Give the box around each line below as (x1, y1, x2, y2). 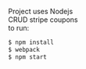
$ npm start (8, 53, 47, 61)
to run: (8, 24, 30, 32)
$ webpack (8, 45, 41, 53)
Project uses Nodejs (8, 7, 73, 16)
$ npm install (8, 38, 55, 46)
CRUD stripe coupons (8, 15, 78, 24)
